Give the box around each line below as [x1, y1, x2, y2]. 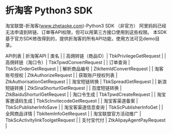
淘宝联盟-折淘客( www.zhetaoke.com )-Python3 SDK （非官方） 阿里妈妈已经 [5, 23, 167, 29]
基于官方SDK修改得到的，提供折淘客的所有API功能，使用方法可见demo [5, 35, 156, 42]
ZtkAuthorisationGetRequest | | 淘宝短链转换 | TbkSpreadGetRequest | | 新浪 [5, 78, 167, 85]
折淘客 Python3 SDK [5, 5, 93, 16]
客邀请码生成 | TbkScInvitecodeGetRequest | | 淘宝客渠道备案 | [5, 98, 138, 104]
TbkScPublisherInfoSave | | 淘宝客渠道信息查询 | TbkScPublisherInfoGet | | [5, 104, 163, 110]
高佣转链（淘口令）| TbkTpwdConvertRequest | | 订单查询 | [5, 59, 130, 65]
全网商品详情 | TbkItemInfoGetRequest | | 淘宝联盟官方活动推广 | [5, 110, 141, 117]
